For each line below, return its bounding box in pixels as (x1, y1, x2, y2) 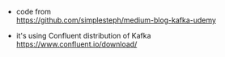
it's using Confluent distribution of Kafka (15, 31, 151, 40)
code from (15, 7, 51, 16)
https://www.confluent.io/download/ (15, 39, 138, 49)
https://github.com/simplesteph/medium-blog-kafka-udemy (15, 15, 217, 25)
